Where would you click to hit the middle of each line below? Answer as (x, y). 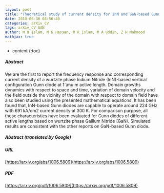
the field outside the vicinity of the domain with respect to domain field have (82, 95)
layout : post (18, 10)
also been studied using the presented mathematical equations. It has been (81, 100)
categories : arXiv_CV (27, 23)
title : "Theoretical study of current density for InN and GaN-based (77, 14)
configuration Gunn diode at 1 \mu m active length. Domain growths (73, 85)
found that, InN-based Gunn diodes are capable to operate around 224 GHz (81, 105)
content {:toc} (26, 51)
